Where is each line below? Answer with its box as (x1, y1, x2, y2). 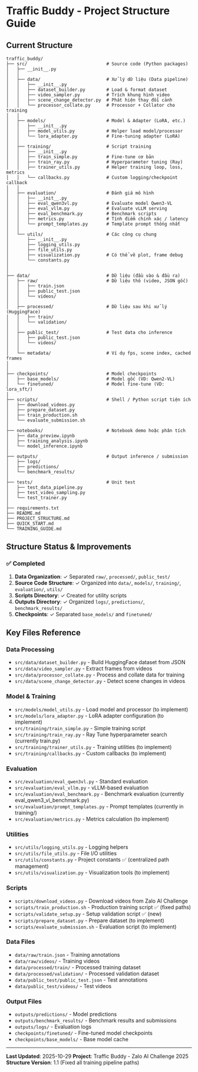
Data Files (6, 937, 35, 946)
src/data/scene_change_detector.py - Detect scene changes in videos (14, 678, 186, 685)
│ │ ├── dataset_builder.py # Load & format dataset (6, 87, 167, 93)
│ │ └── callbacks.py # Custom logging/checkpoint (6, 175, 178, 181)
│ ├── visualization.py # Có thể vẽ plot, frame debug (6, 252, 183, 258)
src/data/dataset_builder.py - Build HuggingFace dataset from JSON (14, 659, 186, 666)
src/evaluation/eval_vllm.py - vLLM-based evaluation (14, 784, 149, 791)
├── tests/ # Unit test (6, 479, 136, 485)
